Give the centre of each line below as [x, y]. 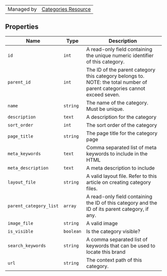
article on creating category [119, 182]
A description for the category [121, 117]
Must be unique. [105, 109]
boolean [72, 231]
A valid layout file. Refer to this [122, 176]
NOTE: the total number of [117, 82]
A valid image [102, 223]
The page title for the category [122, 133]
